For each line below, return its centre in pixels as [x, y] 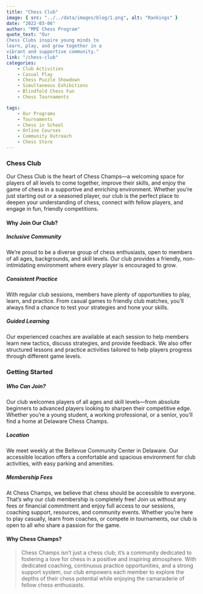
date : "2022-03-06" [31, 23]
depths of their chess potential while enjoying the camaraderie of [103, 578]
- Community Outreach [44, 136]
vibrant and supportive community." [53, 52]
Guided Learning [28, 321]
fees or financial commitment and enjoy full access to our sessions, [91, 506]
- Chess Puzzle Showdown [49, 80]
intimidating [21, 265]
